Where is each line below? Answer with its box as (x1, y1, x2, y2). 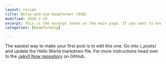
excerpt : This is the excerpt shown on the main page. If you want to (5, 21, 154, 26)
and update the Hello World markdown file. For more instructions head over (5, 48, 159, 54)
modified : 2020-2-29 (5, 16, 48, 21)
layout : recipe (5, 7, 37, 12)
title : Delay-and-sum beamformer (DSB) (5, 12, 87, 17)
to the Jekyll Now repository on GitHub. (5, 53, 85, 59)
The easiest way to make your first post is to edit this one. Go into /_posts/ (5, 43, 157, 49)
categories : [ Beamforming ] (5, 25, 61, 30)
